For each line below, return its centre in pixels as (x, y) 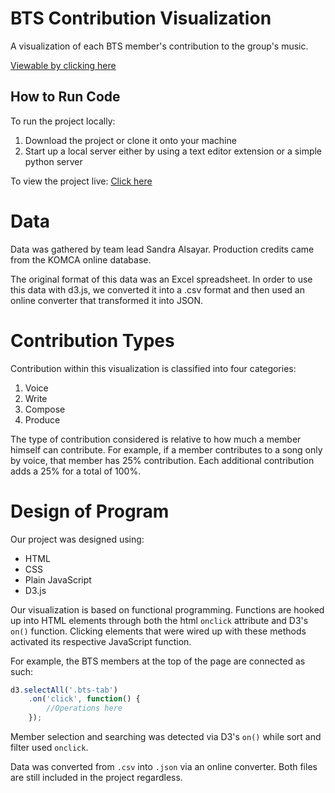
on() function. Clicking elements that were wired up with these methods (158, 631)
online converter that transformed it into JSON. (107, 300)
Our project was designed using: (77, 539)
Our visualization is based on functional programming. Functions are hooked (167, 609)
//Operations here (84, 708)
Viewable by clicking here (63, 65)
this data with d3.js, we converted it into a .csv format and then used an (157, 289)
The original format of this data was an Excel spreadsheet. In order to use (161, 279)
